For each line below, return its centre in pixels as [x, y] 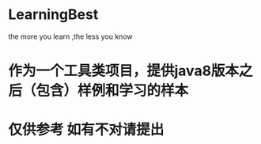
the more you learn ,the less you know [70, 36]
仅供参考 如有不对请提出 [86, 130]
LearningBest [53, 15]
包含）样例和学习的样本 [112, 91]
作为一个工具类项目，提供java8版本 [124, 71]
